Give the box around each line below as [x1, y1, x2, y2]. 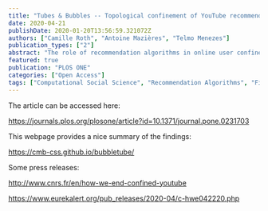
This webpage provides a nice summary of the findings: [8, 131, 191, 141]
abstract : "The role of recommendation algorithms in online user [8, 49, 234, 57]
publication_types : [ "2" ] [8, 42, 94, 50]
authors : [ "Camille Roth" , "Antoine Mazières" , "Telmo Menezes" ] [8, 34, 230, 42]
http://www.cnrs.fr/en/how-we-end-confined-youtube [8, 177, 187, 188]
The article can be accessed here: [8, 101, 121, 110]
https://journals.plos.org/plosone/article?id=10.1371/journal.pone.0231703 [8, 116, 250, 125]
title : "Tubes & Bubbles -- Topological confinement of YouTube [8, 11, 227, 20]
